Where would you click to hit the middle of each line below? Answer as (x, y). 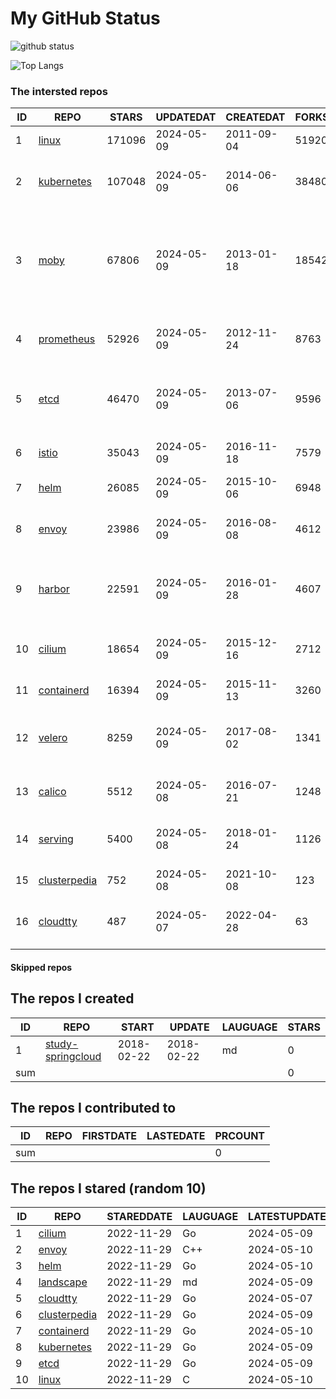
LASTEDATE (176, 1136)
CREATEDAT (255, 117)
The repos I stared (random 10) (108, 1188)
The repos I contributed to (93, 1108)
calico (52, 792)
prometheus (67, 339)
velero (53, 738)
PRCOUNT (240, 1136)
